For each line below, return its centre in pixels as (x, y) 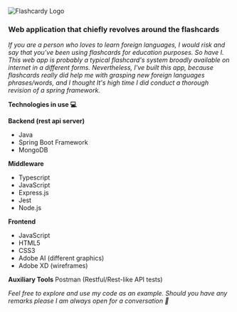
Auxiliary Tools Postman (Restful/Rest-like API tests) (85, 280)
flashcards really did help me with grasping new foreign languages (106, 76)
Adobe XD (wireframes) (53, 266)
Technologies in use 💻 (42, 105)
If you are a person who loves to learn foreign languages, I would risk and (117, 45)
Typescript (34, 177)
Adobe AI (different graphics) (61, 258)
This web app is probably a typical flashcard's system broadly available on (119, 60)
